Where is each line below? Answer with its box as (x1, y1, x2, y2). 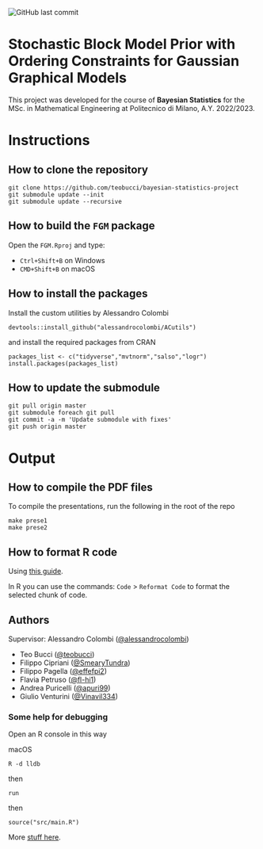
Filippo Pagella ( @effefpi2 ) (19, 667, 107, 675)
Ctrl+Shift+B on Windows (19, 255, 105, 265)
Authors (8, 613, 50, 626)
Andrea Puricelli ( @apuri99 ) (19, 683, 111, 693)
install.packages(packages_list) (8, 359, 119, 368)
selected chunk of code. (8, 591, 88, 600)
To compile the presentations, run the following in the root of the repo (8, 502, 235, 511)
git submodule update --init (8, 190, 105, 198)
